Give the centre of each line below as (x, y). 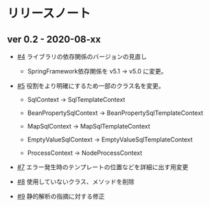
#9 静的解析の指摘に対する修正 (61, 196)
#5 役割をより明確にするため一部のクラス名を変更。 (91, 86)
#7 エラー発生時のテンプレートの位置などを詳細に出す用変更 (103, 167)
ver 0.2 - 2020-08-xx (54, 39)
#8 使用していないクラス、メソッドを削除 (76, 182)
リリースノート (49, 13)
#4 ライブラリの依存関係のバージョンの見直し (82, 56)
